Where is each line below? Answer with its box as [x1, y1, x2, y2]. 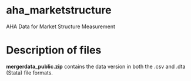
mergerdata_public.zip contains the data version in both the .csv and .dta [6, 63, 186, 70]
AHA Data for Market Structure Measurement [6, 23, 116, 30]
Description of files [6, 43, 102, 57]
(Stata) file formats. [6, 69, 53, 76]
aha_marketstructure [6, 4, 112, 17]
